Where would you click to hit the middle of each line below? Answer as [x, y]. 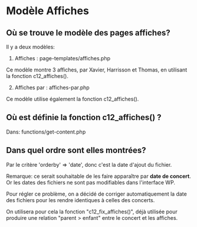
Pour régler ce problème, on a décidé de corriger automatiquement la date [96, 194]
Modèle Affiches [48, 11]
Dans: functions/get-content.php [46, 132]
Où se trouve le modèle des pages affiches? [88, 33]
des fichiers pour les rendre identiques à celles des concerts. [81, 200]
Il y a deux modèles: [30, 47]
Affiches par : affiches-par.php [52, 87]
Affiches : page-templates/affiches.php [63, 58]
